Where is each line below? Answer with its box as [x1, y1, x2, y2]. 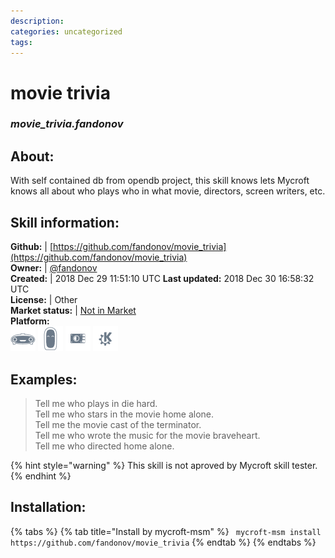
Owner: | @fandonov [10, 262, 98, 274]
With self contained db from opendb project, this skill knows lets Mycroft [10, 175, 310, 187]
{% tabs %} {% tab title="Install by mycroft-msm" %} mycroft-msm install [10, 525, 322, 537]
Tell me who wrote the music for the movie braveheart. [34, 429, 261, 441]
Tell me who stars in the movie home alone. [34, 408, 214, 420]
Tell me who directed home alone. [34, 440, 175, 452]
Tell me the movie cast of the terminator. [34, 418, 202, 430]
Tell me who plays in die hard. [34, 397, 158, 409]
